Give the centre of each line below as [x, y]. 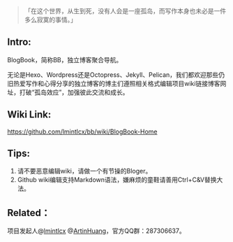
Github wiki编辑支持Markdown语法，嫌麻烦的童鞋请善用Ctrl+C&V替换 [117, 180]
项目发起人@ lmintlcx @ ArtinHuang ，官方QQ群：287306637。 [97, 231]
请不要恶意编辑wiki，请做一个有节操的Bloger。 [84, 171]
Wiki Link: [29, 115]
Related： [29, 213]
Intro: [19, 42]
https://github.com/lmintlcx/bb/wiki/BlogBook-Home [82, 131]
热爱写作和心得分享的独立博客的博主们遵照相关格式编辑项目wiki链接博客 [116, 83]
